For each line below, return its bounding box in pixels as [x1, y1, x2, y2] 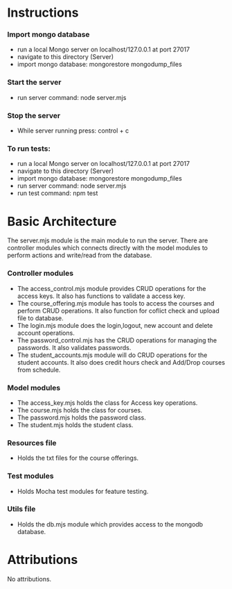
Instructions [7, 5, 79, 21]
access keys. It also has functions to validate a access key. [17, 292, 186, 300]
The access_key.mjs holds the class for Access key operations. [17, 398, 198, 407]
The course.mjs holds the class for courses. [17, 406, 143, 414]
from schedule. [17, 365, 61, 374]
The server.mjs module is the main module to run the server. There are [7, 236, 208, 244]
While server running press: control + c [17, 126, 130, 135]
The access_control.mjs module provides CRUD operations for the [17, 284, 206, 292]
